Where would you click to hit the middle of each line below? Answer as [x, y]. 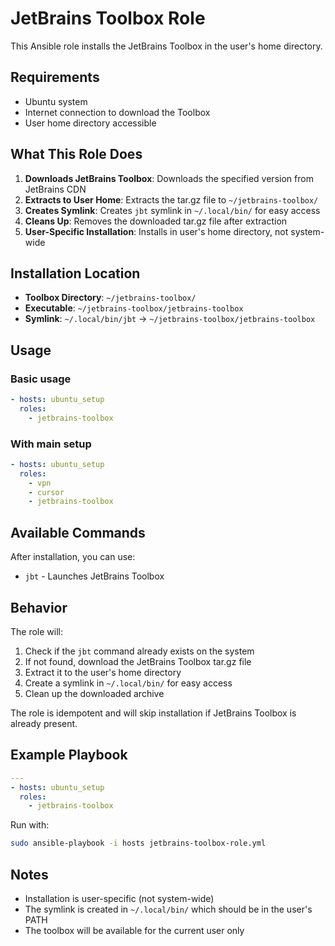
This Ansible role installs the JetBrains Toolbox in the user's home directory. [166, 46]
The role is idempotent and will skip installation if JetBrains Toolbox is [153, 713]
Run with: [30, 825]
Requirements [55, 77]
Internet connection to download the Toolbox [117, 112]
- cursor [46, 492]
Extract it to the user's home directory [103, 672]
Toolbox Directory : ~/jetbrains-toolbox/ [110, 298]
